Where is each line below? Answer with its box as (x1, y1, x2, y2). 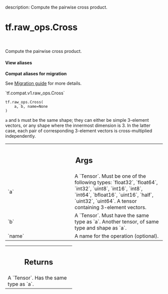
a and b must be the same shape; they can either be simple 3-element (5, 117, 149, 123)
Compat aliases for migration (5, 71, 67, 77)
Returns (24, 257, 53, 267)
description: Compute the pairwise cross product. (5, 4, 107, 10)
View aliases (5, 59, 32, 65)
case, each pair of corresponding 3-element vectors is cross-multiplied (5, 128, 152, 134)
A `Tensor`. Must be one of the (74, 172, 146, 179)
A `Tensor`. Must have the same (74, 212, 149, 219)
